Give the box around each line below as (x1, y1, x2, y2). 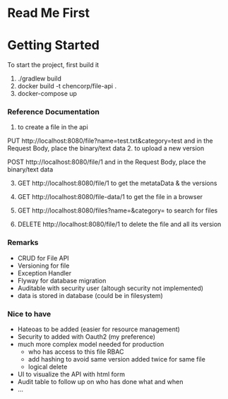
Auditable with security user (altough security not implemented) (17, 284, 203, 292)
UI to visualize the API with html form (17, 370, 126, 379)
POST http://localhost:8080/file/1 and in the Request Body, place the (7, 157, 206, 167)
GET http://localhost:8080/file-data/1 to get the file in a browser (17, 193, 203, 201)
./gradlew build (17, 74, 62, 83)
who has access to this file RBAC (28, 347, 124, 356)
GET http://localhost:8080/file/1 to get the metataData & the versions (17, 179, 217, 188)
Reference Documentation (7, 107, 100, 117)
